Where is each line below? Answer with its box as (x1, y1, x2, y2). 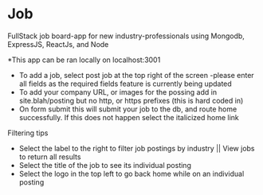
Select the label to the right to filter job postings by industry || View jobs (18, 143, 255, 153)
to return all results (18, 152, 81, 162)
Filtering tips (7, 128, 49, 138)
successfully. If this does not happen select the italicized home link (18, 112, 240, 122)
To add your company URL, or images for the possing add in (18, 87, 217, 96)
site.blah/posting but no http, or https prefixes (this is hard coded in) (18, 96, 244, 105)
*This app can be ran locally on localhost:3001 (7, 55, 161, 64)
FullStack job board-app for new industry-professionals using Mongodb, (7, 31, 245, 41)
